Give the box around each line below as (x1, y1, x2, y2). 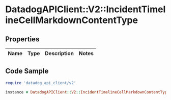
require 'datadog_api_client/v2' (5, 80, 76, 85)
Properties (5, 35, 40, 43)
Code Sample (5, 67, 49, 76)
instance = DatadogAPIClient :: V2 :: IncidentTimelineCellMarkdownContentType (5, 89, 169, 95)
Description (45, 50, 74, 57)
